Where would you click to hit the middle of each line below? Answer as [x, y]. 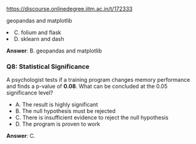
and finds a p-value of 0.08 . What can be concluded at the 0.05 [87, 86]
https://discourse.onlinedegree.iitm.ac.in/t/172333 [70, 9]
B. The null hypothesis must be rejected [65, 111]
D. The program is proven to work [58, 124]
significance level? [30, 93]
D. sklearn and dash [39, 39]
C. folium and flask [38, 32]
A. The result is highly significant [56, 105]
